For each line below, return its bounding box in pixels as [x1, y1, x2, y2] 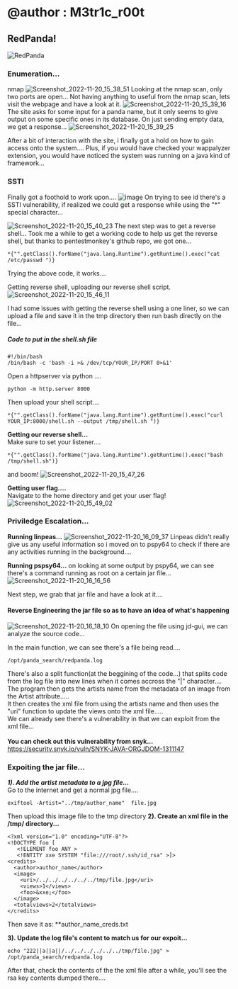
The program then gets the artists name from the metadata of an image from [7, 684, 231, 693]
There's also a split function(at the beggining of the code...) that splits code [7, 669, 228, 678]
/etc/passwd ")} [7, 256, 55, 264]
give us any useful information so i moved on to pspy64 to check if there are [7, 540, 230, 548]
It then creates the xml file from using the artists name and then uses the [7, 699, 220, 708]
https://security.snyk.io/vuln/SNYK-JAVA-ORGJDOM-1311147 [7, 745, 184, 753]
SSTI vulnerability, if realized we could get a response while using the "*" [7, 200, 221, 209]
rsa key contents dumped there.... [7, 973, 106, 982]
